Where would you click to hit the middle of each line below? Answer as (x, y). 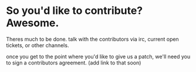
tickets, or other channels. (38, 45)
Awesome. (33, 23)
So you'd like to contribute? (75, 11)
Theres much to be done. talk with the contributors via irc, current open (92, 39)
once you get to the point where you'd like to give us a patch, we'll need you (98, 56)
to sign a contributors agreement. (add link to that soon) (74, 63)
